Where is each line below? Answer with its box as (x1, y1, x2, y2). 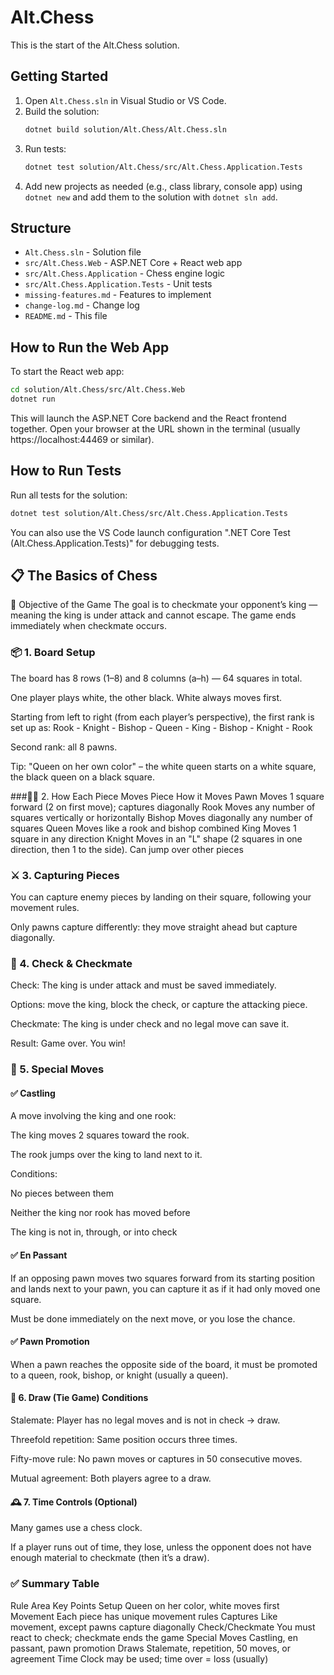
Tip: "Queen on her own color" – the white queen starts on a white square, (10, 760, 317, 772)
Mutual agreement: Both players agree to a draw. (10, 1472, 212, 1484)
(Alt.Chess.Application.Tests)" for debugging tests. (10, 537, 220, 549)
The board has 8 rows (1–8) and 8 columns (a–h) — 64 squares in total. (10, 672, 303, 684)
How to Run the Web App (10, 339, 170, 356)
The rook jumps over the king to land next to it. (10, 1149, 203, 1161)
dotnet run (10, 394, 56, 404)
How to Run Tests (10, 462, 122, 480)
